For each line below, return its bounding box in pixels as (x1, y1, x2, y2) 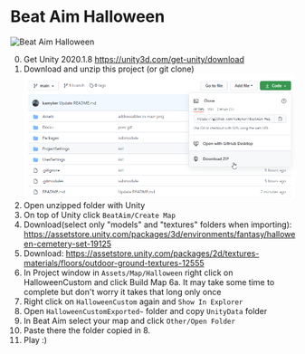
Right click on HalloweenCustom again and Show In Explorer (23, 296, 243, 307)
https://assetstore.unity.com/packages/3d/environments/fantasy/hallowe (23, 229, 296, 240)
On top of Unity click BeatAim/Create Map (23, 210, 176, 221)
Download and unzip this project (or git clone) (23, 63, 195, 74)
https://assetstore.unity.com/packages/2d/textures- (65, 248, 260, 259)
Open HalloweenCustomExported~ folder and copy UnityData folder (23, 306, 268, 317)
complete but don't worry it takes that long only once (23, 287, 222, 298)
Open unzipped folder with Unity (23, 200, 146, 211)
